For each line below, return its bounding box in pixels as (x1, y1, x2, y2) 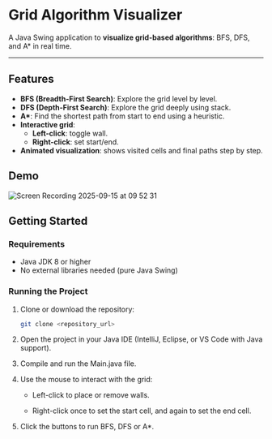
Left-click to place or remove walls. (32, 390, 150, 400)
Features (8, 72, 54, 86)
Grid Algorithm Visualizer (8, 6, 183, 24)
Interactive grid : (19, 119, 75, 129)
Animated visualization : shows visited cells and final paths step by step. (19, 145, 263, 155)
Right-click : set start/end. (32, 136, 119, 147)
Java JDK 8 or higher (19, 257, 91, 267)
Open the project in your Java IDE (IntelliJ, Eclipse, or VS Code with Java (19, 334, 263, 344)
